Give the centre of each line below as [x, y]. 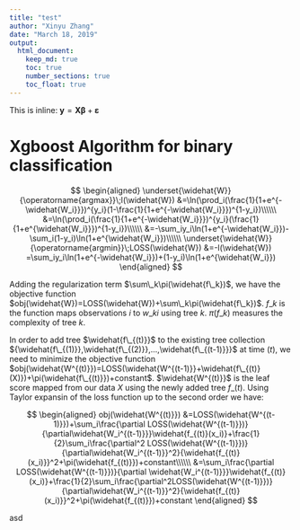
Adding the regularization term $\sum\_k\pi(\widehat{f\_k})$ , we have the [145, 284]
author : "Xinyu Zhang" [52, 26]
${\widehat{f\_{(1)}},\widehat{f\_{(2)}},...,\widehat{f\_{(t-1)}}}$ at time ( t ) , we [150, 349]
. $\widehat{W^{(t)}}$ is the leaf [211, 377]
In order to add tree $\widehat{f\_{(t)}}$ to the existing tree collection [137, 340]
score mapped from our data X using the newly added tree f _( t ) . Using [139, 387]
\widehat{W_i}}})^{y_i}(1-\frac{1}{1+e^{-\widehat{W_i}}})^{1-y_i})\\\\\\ [151, 209]
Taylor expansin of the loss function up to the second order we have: [137, 397]
